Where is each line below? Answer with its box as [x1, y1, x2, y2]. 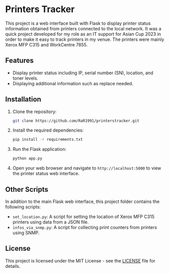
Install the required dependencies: [12, 127, 84, 133]
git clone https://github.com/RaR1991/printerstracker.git [12, 118, 140, 123]
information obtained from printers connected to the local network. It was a [5, 25, 161, 31]
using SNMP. [12, 230, 40, 236]
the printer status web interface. [12, 171, 80, 177]
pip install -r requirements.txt [12, 137, 83, 142]
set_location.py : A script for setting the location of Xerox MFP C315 [12, 213, 155, 220]
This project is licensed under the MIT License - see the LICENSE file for [5, 257, 155, 263]
